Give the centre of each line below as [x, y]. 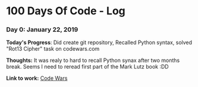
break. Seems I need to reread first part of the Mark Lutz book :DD [87, 67]
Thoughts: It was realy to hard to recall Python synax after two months [93, 60]
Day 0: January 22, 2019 [42, 30]
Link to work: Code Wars [37, 78]
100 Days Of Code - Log [66, 11]
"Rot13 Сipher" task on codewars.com [53, 49]
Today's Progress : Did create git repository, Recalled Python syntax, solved [99, 42]
